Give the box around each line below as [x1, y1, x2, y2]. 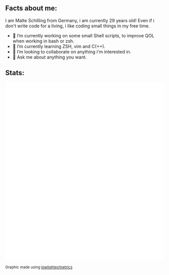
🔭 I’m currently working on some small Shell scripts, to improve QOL [12, 32, 155, 38]
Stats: [5, 69, 25, 77]
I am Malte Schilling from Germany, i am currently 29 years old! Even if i [5, 17, 154, 23]
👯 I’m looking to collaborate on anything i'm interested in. [12, 48, 132, 54]
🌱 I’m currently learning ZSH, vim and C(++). [12, 43, 106, 49]
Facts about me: [5, 4, 57, 13]
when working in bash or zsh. [12, 38, 74, 44]
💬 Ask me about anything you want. [12, 54, 87, 60]
